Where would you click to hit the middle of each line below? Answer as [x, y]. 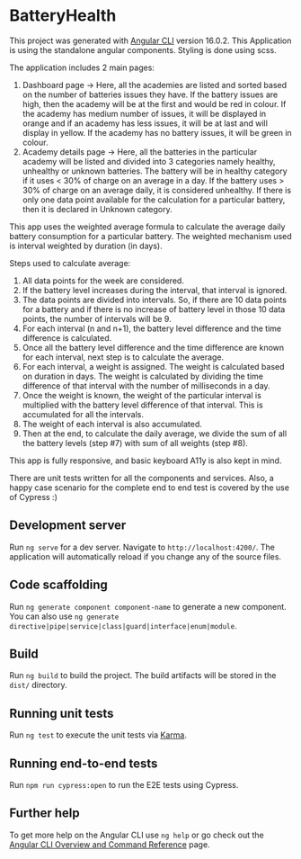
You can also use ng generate [64, 616]
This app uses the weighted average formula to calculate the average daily [147, 227]
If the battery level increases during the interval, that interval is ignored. [155, 290]
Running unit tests [62, 713]
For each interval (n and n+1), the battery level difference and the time [151, 328]
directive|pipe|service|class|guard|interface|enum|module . [123, 625]
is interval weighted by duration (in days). [86, 246]
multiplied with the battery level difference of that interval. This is [142, 405]
